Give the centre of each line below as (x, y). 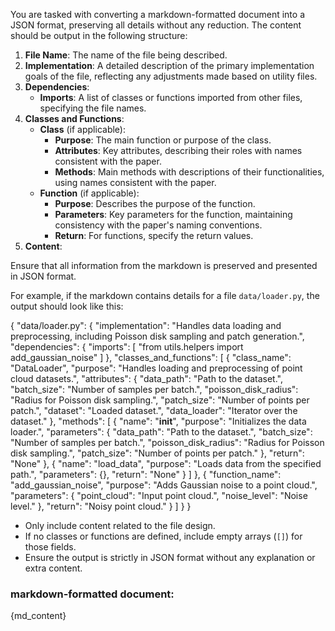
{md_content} (38, 616)
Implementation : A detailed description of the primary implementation (169, 65)
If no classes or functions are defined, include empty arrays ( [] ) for (163, 536)
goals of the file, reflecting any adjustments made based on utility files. (171, 76)
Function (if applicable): (89, 193)
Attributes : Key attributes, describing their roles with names (178, 150)
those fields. (50, 547)
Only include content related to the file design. (120, 525)
